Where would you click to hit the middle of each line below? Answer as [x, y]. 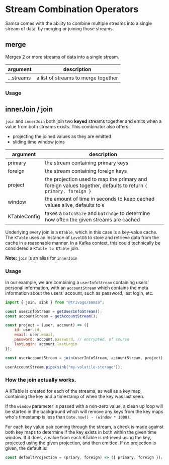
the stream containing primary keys [87, 163]
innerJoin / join [29, 109]
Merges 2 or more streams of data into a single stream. [62, 57]
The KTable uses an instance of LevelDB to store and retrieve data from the [82, 238]
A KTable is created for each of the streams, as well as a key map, [74, 391]
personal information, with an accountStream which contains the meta [77, 288]
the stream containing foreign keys [86, 171]
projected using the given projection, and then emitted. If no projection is [81, 443]
